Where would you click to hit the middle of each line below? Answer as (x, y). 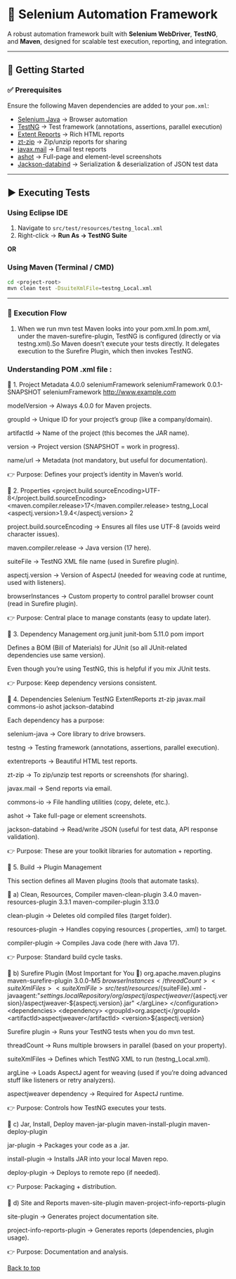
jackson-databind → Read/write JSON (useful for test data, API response (113, 829)
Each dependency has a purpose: (56, 720)
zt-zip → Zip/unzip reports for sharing (72, 141)
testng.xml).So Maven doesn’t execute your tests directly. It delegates (118, 344)
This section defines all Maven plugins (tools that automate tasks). (103, 881)
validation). (24, 836)
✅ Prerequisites (34, 90)
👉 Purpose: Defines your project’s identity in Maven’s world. (96, 474)
